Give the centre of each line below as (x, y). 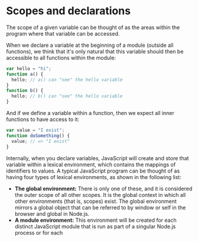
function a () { (25, 74)
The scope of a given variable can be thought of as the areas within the (93, 27)
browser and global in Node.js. (52, 214)
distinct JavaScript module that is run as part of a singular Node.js (95, 226)
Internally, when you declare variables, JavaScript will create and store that (98, 158)
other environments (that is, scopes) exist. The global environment (96, 201)
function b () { (25, 91)
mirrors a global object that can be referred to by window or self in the (100, 207)
